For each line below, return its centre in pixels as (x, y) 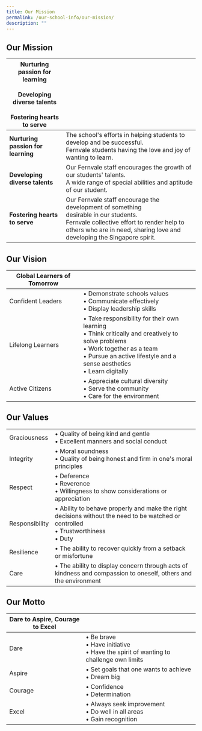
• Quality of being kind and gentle (102, 434)
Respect (21, 487)
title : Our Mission (31, 12)
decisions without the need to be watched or (118, 516)
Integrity (21, 458)
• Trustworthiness (80, 531)
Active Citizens (31, 388)
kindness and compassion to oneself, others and (123, 573)
